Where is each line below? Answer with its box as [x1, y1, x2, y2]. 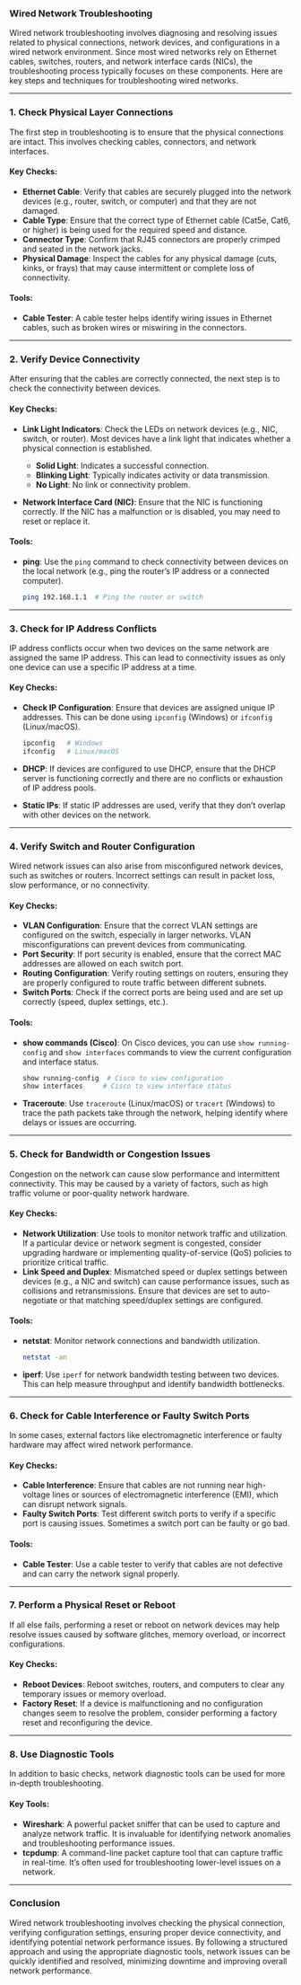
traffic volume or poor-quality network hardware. [9, 1187, 190, 1198]
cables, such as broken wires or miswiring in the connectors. [21, 322, 247, 332]
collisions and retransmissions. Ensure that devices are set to [21, 1285, 249, 1296]
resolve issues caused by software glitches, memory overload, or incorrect [9, 1628, 286, 1639]
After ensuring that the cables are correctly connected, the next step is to [9, 374, 280, 384]
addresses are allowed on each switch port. [21, 958, 184, 969]
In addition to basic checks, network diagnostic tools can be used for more [9, 1769, 286, 1779]
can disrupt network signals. [21, 1499, 128, 1510]
